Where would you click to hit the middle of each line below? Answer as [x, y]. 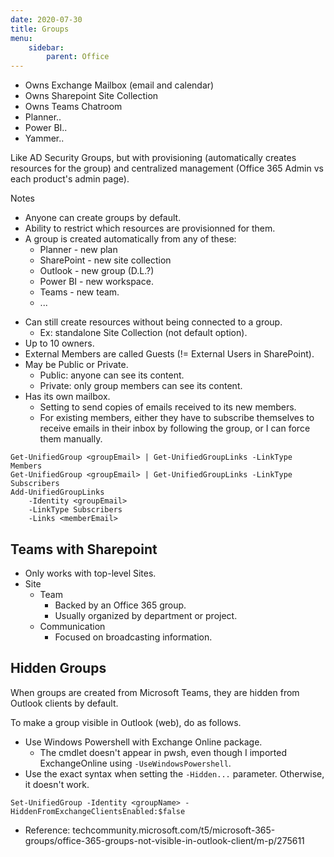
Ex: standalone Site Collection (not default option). [143, 333]
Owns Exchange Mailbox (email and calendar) [119, 85]
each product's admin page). [70, 179]
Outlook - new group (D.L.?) [97, 271]
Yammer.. [44, 138]
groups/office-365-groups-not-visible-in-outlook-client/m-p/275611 [164, 840]
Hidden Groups [58, 668]
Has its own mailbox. [67, 397]
